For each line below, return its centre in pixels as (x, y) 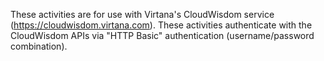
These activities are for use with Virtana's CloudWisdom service (142, 14)
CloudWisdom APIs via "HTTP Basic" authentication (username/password (162, 35)
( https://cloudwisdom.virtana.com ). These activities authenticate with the (161, 25)
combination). (39, 46)
